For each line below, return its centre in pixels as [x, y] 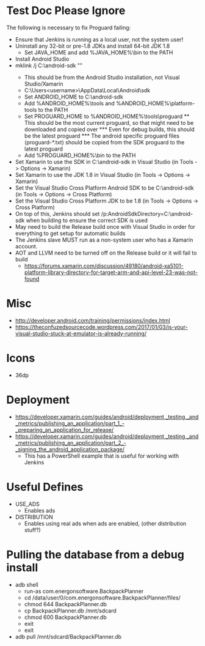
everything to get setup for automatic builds [70, 233]
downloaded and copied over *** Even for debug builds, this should [110, 129]
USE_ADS [27, 504]
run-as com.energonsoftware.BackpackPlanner [84, 591]
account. [26, 246]
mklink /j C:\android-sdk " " [49, 65]
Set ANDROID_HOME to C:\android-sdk [74, 97]
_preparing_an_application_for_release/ [64, 429]
